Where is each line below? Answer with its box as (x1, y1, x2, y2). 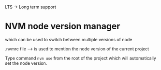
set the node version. (5, 60, 47, 66)
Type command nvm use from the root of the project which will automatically (5, 55, 156, 61)
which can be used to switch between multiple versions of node (5, 36, 132, 42)
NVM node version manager (5, 21, 120, 32)
